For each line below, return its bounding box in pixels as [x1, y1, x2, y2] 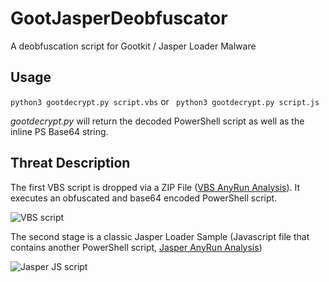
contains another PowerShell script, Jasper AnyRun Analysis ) [10, 241, 263, 253]
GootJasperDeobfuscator [10, 7, 228, 30]
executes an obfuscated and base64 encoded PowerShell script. [10, 192, 278, 204]
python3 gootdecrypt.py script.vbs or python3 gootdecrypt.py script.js [10, 95, 320, 107]
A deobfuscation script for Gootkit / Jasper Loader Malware [10, 40, 257, 52]
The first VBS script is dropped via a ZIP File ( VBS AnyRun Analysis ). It [10, 181, 301, 193]
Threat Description [10, 155, 131, 172]
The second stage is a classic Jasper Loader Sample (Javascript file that [10, 230, 310, 242]
